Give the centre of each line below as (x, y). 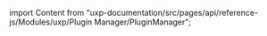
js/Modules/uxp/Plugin (51, 22)
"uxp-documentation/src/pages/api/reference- (172, 13)
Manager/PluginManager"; (143, 22)
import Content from (47, 13)
